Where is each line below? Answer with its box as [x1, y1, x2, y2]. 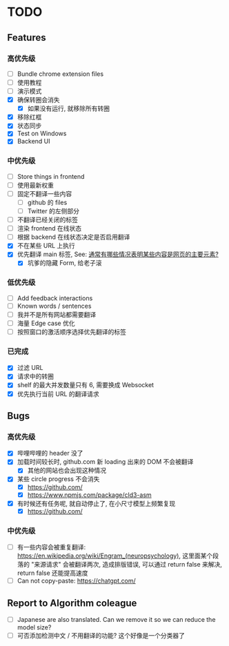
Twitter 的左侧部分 [27, 206, 79, 215]
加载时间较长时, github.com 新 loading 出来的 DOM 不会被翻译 [17, 458, 194, 466]
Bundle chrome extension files [17, 70, 104, 78]
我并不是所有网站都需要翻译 [17, 310, 97, 318]
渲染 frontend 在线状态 [17, 224, 81, 233]
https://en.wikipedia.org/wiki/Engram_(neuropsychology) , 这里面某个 [17, 551, 213, 560]
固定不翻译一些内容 [17, 189, 72, 197]
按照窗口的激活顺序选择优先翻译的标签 [17, 327, 126, 335]
